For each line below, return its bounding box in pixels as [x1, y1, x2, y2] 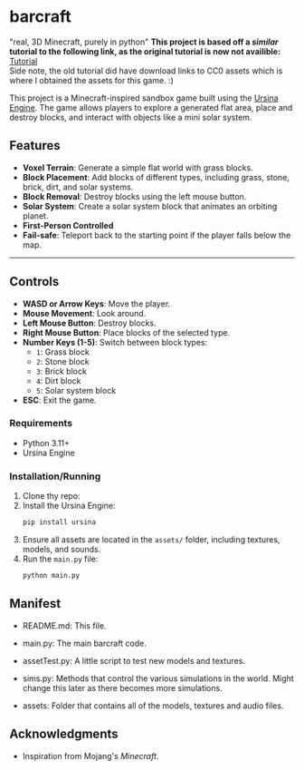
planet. [22, 210, 49, 221]
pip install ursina [22, 518, 97, 527]
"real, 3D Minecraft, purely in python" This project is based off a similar [9, 36, 279, 47]
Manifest [9, 596, 62, 611]
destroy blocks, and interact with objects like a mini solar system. [9, 112, 252, 122]
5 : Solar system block [35, 385, 117, 395]
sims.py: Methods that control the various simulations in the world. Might [22, 673, 294, 684]
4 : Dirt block [35, 375, 81, 386]
